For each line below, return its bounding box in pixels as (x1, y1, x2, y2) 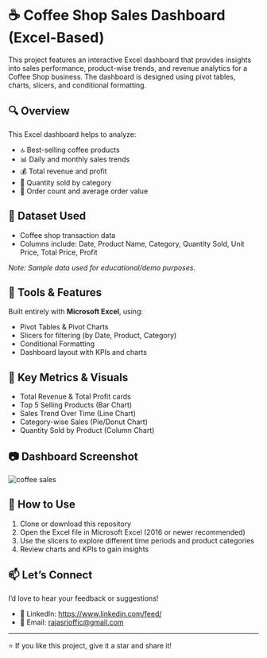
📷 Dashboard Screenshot (8, 450, 138, 463)
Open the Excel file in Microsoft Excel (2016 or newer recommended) (19, 527, 246, 537)
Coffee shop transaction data (19, 230, 116, 239)
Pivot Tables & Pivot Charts (19, 322, 109, 332)
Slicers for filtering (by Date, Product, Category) (19, 331, 177, 341)
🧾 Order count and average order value (19, 186, 149, 196)
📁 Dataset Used (8, 209, 86, 223)
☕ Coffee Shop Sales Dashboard (8, 6, 226, 25)
